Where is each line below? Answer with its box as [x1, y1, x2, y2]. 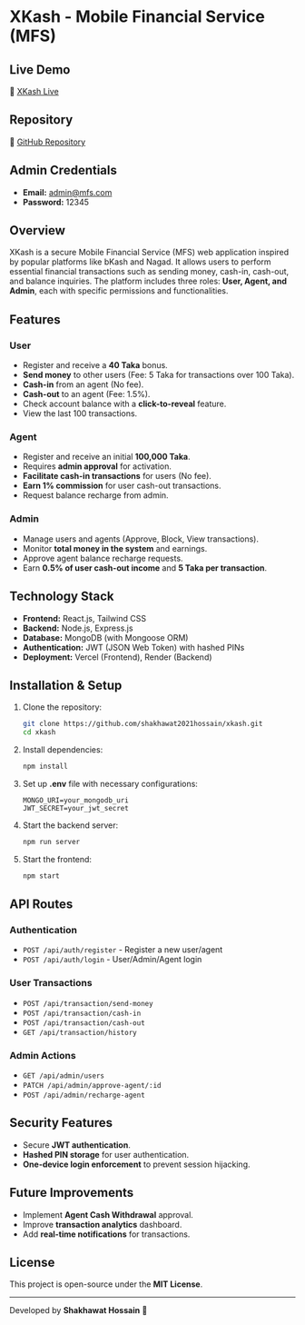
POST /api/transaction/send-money [22, 999, 153, 1008]
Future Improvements [9, 1185, 134, 1200]
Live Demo [9, 62, 71, 77]
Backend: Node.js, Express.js [22, 623, 133, 633]
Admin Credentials [9, 163, 118, 178]
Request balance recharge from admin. [22, 490, 170, 501]
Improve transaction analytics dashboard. [22, 1219, 182, 1230]
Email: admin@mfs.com [22, 186, 113, 197]
